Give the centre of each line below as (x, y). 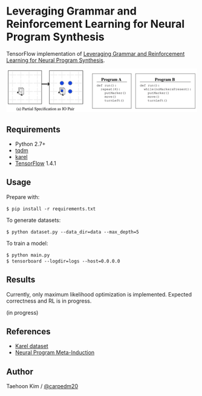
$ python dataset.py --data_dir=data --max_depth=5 (73, 232)
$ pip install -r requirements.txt (51, 209)
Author (20, 371)
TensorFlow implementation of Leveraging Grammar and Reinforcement (96, 53)
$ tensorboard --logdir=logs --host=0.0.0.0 (63, 261)
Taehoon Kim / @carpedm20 (42, 386)
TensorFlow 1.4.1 (35, 163)
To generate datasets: (34, 220)
